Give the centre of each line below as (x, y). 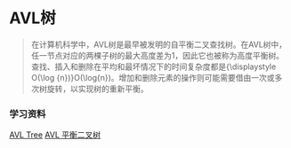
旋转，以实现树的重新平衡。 (97, 89)
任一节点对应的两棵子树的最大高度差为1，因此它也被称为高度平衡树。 (158, 55)
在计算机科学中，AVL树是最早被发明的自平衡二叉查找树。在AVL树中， (159, 44)
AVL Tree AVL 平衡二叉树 (55, 135)
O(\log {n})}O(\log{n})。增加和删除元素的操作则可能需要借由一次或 (153, 77)
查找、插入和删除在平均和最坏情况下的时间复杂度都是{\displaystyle (154, 66)
